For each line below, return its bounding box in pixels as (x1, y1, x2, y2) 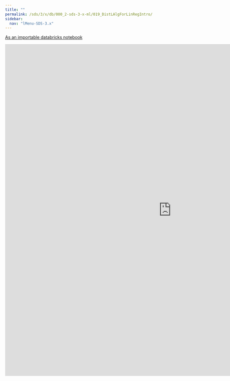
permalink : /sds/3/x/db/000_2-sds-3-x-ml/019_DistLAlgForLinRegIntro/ (5, 12, 153, 17)
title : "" (5, 7, 26, 12)
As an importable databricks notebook (5, 34, 83, 40)
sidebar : (5, 16, 23, 21)
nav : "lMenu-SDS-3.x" (9, 21, 54, 26)
